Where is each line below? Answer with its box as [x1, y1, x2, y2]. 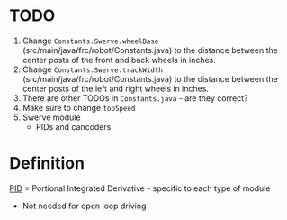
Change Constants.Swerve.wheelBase [22, 35, 159, 46]
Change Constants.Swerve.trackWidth [22, 64, 164, 75]
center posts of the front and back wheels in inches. [22, 54, 216, 65]
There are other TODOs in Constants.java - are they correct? [22, 92, 249, 104]
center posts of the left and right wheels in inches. [22, 83, 210, 94]
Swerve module [22, 112, 81, 123]
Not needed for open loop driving [22, 200, 147, 211]
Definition [9, 153, 85, 174]
